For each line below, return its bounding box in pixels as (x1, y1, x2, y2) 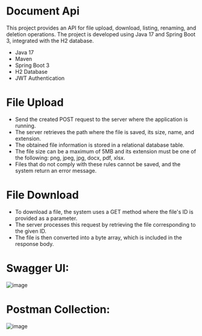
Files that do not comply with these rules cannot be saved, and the (14, 160, 181, 167)
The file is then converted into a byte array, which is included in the (14, 234, 182, 241)
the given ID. (14, 227, 46, 234)
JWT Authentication (14, 74, 65, 82)
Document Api (6, 4, 80, 18)
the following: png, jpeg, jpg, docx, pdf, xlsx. (14, 154, 125, 161)
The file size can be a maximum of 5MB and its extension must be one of (14, 147, 197, 155)
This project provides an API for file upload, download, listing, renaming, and (6, 24, 197, 31)
